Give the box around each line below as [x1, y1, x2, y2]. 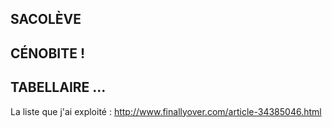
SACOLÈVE [10, 11, 82, 28]
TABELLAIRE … [10, 79, 107, 96]
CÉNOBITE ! [10, 45, 86, 62]
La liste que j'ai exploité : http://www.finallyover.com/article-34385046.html [10, 105, 322, 117]
